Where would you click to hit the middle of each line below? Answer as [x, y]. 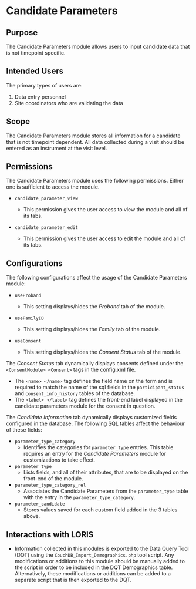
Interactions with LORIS [50, 535]
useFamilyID [29, 318]
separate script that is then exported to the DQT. [73, 580]
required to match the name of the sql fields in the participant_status [99, 387]
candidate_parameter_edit [46, 228]
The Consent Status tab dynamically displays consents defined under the [95, 364]
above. [31, 516]
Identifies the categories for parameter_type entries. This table [98, 447]
